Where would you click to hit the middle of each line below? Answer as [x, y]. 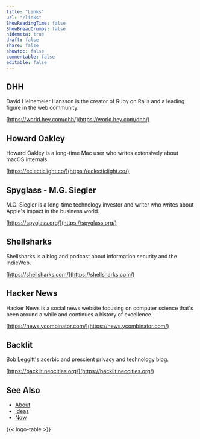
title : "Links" [25, 12]
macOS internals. [28, 159]
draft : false [23, 40]
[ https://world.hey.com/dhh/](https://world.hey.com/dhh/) [78, 120]
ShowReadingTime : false [36, 23]
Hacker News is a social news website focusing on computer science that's [100, 308]
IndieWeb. [19, 263]
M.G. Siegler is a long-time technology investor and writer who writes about [100, 204]
